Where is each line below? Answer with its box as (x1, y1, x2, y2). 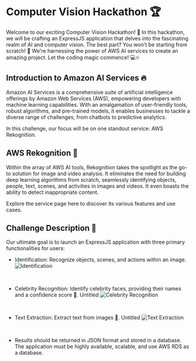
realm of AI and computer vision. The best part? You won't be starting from (6, 41, 188, 48)
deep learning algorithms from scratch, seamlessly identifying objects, (6, 176, 177, 183)
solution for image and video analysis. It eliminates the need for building (12, 170, 186, 177)
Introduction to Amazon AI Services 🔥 (6, 73, 147, 83)
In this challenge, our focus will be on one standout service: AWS (6, 125, 163, 132)
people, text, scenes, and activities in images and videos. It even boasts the (6, 182, 189, 189)
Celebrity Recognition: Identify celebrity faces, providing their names (14, 285, 182, 292)
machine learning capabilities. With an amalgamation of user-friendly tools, (6, 101, 188, 108)
